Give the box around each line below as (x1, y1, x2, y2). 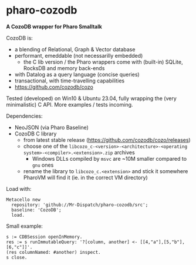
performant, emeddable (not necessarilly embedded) (14, 52, 143, 59)
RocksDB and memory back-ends (23, 64, 105, 71)
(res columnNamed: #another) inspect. (6, 249, 101, 255)
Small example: (6, 222, 43, 230)
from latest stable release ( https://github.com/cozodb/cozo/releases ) (23, 136, 191, 143)
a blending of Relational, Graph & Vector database (14, 45, 136, 53)
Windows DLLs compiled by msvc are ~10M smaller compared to (32, 155, 187, 162)
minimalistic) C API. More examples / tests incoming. (6, 101, 133, 108)
